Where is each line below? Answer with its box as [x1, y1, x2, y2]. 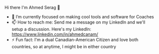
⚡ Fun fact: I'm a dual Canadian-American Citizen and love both [11, 37, 139, 42]
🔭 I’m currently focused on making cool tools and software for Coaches [11, 14, 154, 19]
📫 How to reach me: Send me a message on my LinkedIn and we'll [11, 19, 146, 25]
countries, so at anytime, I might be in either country [11, 44, 116, 49]
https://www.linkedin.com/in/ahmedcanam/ [11, 31, 98, 37]
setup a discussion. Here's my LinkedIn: [11, 27, 92, 32]
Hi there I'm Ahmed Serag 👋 [4, 5, 60, 10]
